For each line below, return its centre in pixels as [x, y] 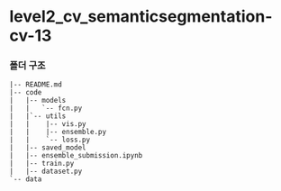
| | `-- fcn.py [46, 109]
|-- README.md [36, 85]
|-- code [26, 93]
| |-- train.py [42, 164]
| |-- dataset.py [46, 172]
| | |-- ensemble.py [58, 132]
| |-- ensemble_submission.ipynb [76, 156]
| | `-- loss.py [50, 140]
